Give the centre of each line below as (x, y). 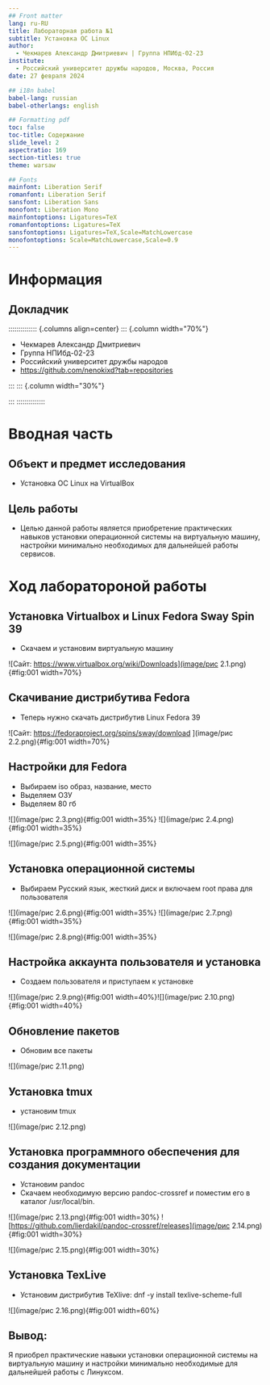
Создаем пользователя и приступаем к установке (106, 981)
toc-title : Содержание (46, 135)
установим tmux (48, 1110)
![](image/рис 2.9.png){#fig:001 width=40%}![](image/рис (106, 997)
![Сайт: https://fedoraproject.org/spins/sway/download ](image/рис (121, 732)
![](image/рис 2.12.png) (47, 1127)
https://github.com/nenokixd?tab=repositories (96, 370)
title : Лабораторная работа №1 (61, 31)
